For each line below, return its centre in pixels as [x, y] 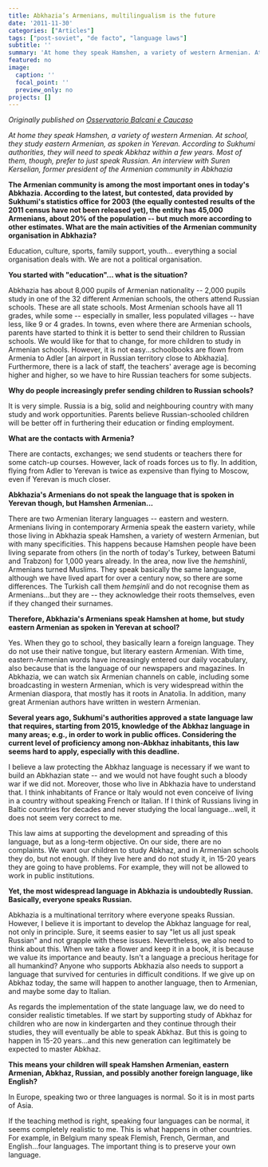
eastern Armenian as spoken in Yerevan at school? [94, 628]
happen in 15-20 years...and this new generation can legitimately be [120, 1041]
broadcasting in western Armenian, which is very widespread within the [126, 685]
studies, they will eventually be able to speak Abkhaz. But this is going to [128, 1032]
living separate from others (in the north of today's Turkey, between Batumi [132, 553]
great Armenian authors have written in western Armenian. [104, 702]
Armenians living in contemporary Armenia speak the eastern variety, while [132, 527]
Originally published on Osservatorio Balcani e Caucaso [101, 120]
